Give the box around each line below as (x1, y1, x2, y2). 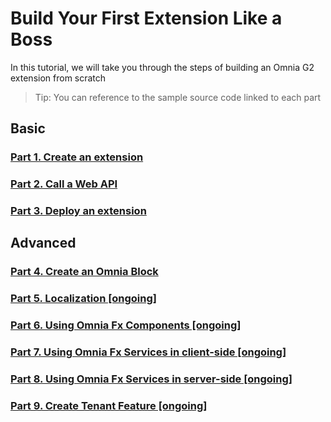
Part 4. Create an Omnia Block (10, 265, 159, 279)
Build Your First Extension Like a (10, 7, 283, 30)
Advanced (10, 235, 77, 252)
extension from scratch (10, 72, 107, 84)
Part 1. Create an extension (10, 150, 144, 164)
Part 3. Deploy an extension (10, 204, 147, 218)
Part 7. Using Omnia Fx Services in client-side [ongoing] (10, 345, 287, 359)
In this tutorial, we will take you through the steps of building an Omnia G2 (10, 61, 315, 73)
